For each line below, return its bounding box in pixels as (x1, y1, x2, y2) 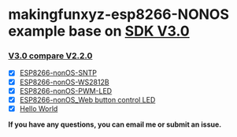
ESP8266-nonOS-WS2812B (19, 77, 109, 87)
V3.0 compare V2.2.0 (8, 50, 93, 61)
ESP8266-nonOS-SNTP (19, 68, 97, 78)
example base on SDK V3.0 (8, 22, 191, 40)
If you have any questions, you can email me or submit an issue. (8, 120, 222, 129)
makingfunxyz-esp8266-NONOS (8, 6, 230, 24)
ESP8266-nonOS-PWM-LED (19, 86, 113, 95)
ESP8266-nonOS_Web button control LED (19, 94, 156, 104)
